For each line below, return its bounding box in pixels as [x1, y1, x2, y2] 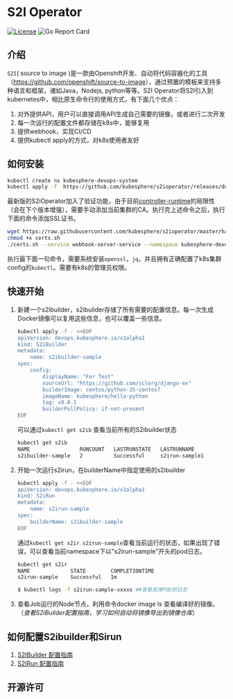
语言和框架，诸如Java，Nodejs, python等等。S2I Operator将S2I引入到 [12, 86, 214, 95]
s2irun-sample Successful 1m [17, 574, 117, 581]
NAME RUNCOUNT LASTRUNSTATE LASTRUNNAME [17, 446, 195, 453]
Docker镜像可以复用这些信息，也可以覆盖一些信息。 [17, 314, 166, 322]
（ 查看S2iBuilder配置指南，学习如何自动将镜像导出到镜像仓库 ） [17, 609, 199, 617]
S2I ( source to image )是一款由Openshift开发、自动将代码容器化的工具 [7, 69, 208, 77]
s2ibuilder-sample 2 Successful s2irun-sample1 [17, 452, 205, 459]
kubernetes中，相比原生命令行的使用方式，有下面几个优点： [7, 95, 180, 103]
